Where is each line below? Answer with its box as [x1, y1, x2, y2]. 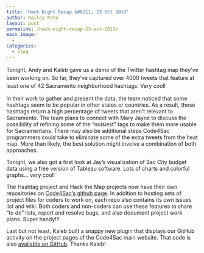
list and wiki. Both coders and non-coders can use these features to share [6, 202, 192, 210]
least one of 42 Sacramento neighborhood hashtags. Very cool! [6, 82, 166, 89]
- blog [12, 49, 29, 55]
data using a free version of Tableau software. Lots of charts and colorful [6, 165, 190, 172]
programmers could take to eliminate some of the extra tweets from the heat [6, 134, 198, 141]
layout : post [6, 20, 40, 26]
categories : [6, 43, 37, 49]
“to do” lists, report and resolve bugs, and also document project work [6, 208, 183, 216]
